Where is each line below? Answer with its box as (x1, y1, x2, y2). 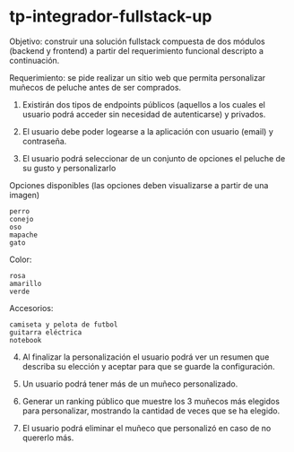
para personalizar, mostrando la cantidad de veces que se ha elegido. (22, 405, 281, 416)
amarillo (9, 279, 42, 288)
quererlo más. (22, 432, 74, 443)
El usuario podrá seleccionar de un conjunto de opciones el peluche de (22, 152, 286, 163)
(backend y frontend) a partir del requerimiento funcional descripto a (9, 45, 264, 56)
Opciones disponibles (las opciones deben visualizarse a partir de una (9, 179, 269, 190)
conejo (9, 214, 34, 223)
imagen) (9, 189, 40, 200)
